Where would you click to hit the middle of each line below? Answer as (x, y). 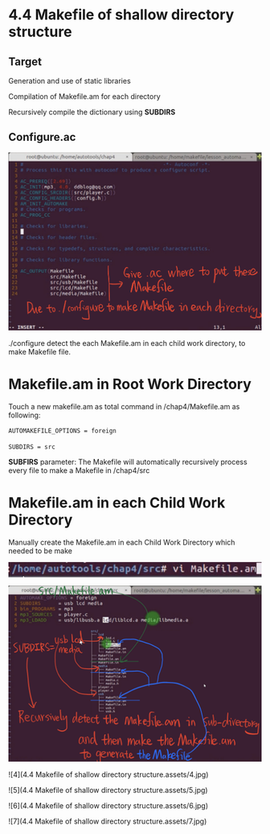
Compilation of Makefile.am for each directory (84, 97)
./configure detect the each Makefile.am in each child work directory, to (127, 343)
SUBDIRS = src (32, 447)
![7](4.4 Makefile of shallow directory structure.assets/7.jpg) (108, 821)
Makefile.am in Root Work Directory (130, 384)
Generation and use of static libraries (70, 81)
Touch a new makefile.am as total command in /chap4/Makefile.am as (124, 406)
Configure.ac (42, 137)
